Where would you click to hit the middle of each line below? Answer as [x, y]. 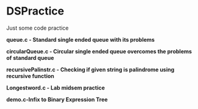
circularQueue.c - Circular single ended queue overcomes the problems [99, 51]
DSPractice [35, 11]
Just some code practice [37, 28]
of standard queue [30, 58]
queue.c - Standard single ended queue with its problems [81, 39]
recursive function [30, 76]
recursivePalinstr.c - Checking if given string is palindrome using [90, 69]
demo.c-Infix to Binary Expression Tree [57, 99]
